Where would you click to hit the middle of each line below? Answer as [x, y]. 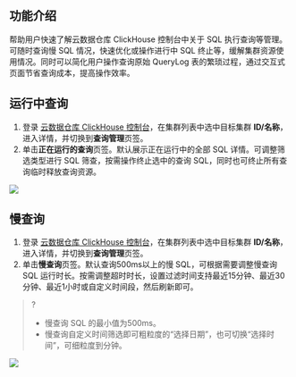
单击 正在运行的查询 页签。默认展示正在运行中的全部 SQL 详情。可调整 [150, 149]
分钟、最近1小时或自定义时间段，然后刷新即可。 [110, 287]
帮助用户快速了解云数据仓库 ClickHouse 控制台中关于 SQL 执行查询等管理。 [148, 39]
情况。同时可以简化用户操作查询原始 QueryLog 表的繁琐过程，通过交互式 [151, 62]
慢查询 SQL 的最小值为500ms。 [102, 323]
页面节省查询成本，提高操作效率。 [72, 72]
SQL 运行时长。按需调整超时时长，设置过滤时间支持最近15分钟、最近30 [153, 276]
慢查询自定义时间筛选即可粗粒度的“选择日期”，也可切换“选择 [156, 334]
